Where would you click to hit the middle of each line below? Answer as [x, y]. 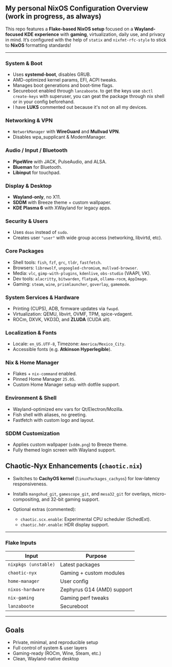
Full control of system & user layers [50, 648]
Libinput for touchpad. [37, 172]
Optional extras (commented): [44, 509]
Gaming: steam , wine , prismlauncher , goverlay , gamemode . [71, 284]
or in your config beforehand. [44, 102]
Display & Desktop [29, 186]
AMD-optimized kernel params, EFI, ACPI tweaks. [65, 80]
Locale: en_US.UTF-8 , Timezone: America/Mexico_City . [69, 344]
